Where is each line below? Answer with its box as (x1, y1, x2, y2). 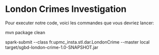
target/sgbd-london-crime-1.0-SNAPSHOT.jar (5, 44, 99, 50)
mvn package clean (5, 29, 46, 35)
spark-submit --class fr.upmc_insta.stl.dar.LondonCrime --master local (5, 39, 150, 45)
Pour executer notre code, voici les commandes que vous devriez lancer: (5, 20, 155, 26)
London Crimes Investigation (5, 3, 127, 15)
